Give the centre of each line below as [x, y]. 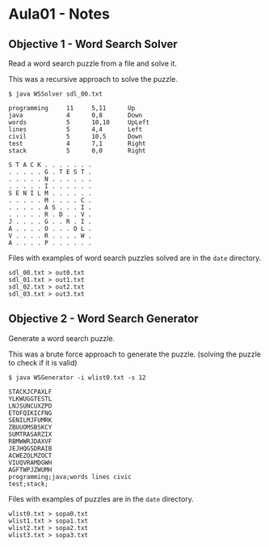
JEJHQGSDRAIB [30, 448]
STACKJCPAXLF [30, 391]
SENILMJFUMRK [30, 420]
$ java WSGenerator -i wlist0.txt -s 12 [78, 378]
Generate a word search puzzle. [62, 338]
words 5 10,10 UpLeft [79, 122]
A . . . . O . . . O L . [50, 229]
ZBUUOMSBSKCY [30, 427]
